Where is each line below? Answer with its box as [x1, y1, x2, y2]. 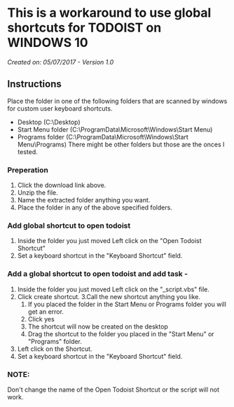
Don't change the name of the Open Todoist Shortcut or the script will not [7, 385, 219, 394]
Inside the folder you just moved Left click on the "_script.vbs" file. [17, 285, 210, 294]
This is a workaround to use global [7, 5, 212, 21]
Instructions [7, 78, 62, 90]
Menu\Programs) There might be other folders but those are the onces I [17, 140, 225, 149]
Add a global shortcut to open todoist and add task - [7, 269, 188, 279]
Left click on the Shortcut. [17, 345, 92, 353]
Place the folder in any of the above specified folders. [17, 203, 173, 212]
